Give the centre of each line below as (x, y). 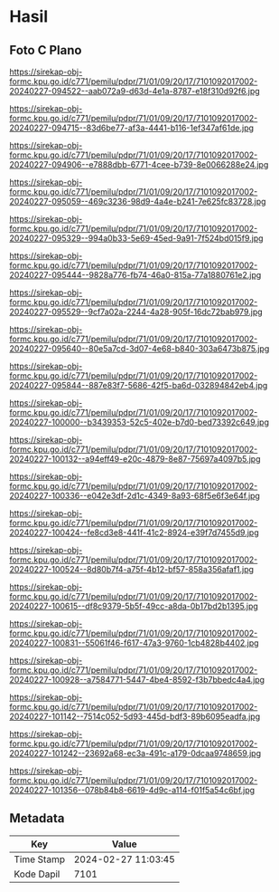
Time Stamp (40, 859)
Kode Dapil (37, 874)
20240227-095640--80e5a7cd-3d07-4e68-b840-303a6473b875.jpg (139, 349)
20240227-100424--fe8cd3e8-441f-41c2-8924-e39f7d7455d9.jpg (134, 532)
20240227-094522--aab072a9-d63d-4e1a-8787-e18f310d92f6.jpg (135, 91)
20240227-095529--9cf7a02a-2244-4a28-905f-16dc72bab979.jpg (136, 312)
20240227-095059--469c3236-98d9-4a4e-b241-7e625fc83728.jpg (138, 201)
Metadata (37, 818)
